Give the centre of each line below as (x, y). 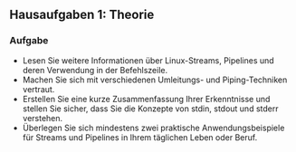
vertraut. (38, 89)
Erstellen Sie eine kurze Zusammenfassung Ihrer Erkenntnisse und (146, 99)
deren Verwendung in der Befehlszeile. (95, 70)
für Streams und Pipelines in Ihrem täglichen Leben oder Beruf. (140, 137)
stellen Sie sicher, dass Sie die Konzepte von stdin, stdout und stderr (150, 109)
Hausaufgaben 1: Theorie (82, 15)
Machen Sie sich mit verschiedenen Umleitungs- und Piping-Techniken (155, 80)
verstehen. (43, 118)
